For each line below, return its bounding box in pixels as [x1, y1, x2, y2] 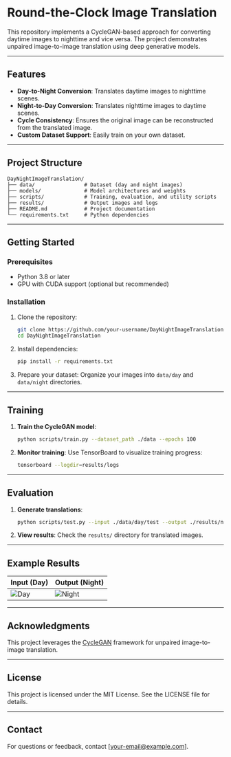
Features [7, 69, 46, 80]
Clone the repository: [16, 313, 78, 321]
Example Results [7, 557, 80, 569]
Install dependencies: [16, 345, 78, 353]
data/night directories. [16, 378, 82, 386]
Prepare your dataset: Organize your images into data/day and [16, 371, 194, 379]
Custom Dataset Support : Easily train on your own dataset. [16, 131, 186, 139]
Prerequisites [7, 256, 53, 266]
